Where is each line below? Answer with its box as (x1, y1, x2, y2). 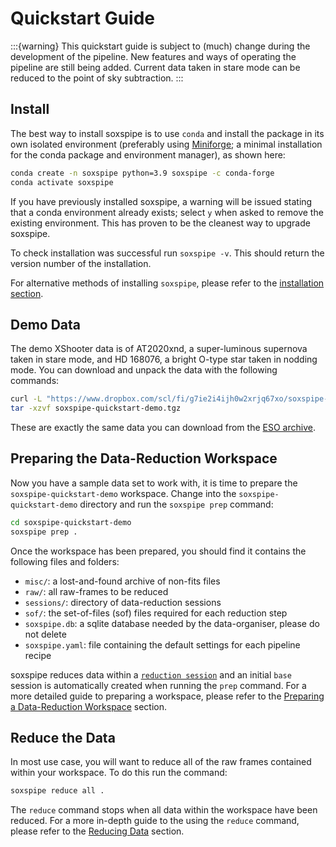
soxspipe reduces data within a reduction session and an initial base (10, 668, 292, 681)
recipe (24, 649, 52, 661)
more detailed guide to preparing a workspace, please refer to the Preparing (10, 690, 325, 702)
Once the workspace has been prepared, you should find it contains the (10, 545, 307, 557)
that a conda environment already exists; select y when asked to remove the (10, 206, 324, 218)
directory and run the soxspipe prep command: (79, 498, 274, 510)
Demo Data (10, 316, 82, 333)
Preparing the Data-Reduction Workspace (10, 450, 278, 467)
